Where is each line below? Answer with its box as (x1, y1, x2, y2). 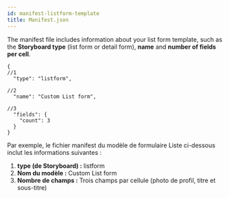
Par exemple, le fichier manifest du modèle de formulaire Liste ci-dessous (7, 141, 216, 149)
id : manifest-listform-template (7, 10, 99, 17)
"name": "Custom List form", (13, 93, 97, 100)
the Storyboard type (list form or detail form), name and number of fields (7, 42, 217, 51)
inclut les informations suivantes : (7, 148, 102, 156)
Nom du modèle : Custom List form (16, 169, 117, 177)
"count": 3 (19, 117, 51, 124)
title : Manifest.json (7, 16, 69, 23)
